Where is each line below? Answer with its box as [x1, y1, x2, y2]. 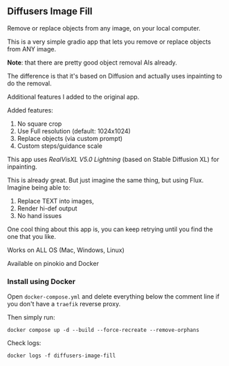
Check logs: [7, 339, 42, 347]
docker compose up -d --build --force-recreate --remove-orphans [7, 326, 199, 334]
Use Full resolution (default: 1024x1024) [17, 126, 131, 135]
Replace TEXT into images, [17, 197, 95, 205]
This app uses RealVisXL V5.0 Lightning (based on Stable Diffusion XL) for [7, 155, 219, 163]
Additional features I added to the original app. [7, 92, 140, 101]
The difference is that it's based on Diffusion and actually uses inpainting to [7, 72, 223, 80]
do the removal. [7, 79, 52, 88]
